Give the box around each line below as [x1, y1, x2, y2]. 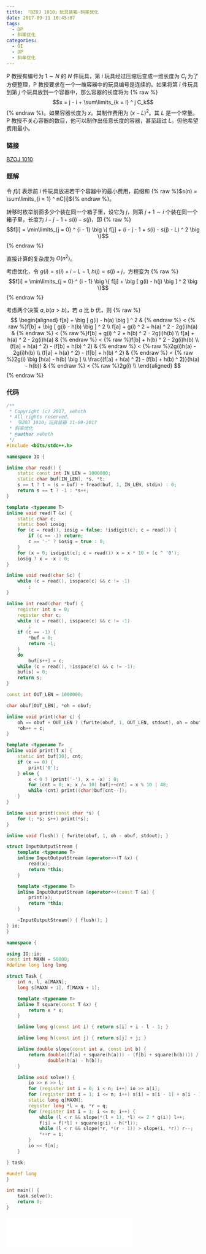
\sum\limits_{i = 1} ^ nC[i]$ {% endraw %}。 [6, 195, 115, 203]
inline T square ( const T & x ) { [17, 1001, 97, 1007]
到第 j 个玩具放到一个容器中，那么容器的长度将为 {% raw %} [6, 88, 158, 96]
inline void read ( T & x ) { [6, 510, 72, 516]
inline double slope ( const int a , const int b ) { [17, 1046, 147, 1052]
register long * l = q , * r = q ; [28, 1102, 109, 1109]
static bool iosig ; [17, 521, 67, 528]
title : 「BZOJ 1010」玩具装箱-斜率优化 [6, 9, 99, 15]
